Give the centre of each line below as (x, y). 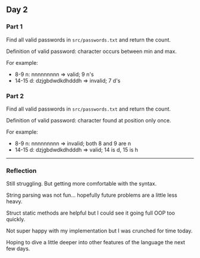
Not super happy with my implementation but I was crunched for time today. (99, 231)
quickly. (16, 219)
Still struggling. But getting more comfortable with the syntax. (82, 184)
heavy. (14, 202)
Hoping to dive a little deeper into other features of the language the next (96, 243)
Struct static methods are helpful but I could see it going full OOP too (91, 213)
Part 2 (15, 96)
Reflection (21, 171)
